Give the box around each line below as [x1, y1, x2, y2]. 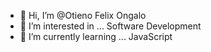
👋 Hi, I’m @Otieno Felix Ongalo [19, 10, 147, 21]
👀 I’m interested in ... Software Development [19, 20, 202, 32]
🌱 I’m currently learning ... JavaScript [19, 31, 173, 42]
